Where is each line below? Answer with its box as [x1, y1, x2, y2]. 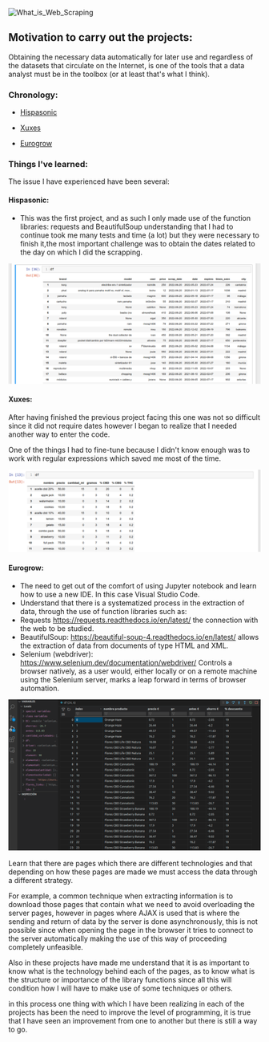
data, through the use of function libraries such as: [19, 606, 187, 616]
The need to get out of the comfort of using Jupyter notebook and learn [19, 580, 257, 590]
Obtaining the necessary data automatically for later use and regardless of [8, 52, 254, 62]
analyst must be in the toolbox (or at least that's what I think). [8, 69, 211, 79]
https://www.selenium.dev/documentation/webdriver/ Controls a [19, 657, 233, 667]
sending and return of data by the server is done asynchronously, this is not [8, 916, 259, 926]
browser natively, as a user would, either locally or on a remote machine [19, 666, 258, 676]
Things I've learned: [8, 159, 88, 170]
